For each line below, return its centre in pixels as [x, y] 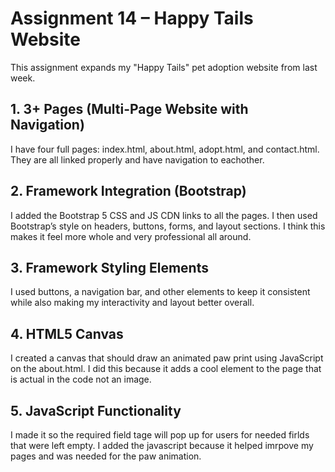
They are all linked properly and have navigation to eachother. [137, 159]
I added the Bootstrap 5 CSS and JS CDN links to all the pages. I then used [164, 215]
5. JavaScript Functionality [96, 410]
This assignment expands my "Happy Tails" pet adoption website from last [164, 67]
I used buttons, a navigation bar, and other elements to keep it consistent [160, 292]
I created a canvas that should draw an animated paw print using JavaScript [167, 358]
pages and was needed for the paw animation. [106, 456]
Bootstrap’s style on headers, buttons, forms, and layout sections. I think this [168, 226]
